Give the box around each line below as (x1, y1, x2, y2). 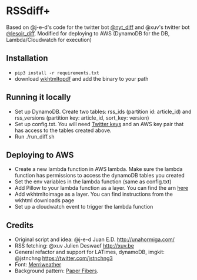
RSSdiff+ (6, 4, 51, 18)
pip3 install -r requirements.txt (14, 70, 99, 76)
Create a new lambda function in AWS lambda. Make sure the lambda (14, 166, 183, 173)
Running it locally (6, 93, 71, 103)
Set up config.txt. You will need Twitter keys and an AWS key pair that (14, 120, 184, 127)
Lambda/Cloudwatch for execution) (6, 36, 92, 43)
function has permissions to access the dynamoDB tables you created (14, 172, 185, 179)
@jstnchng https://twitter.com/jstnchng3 (14, 255, 113, 262)
